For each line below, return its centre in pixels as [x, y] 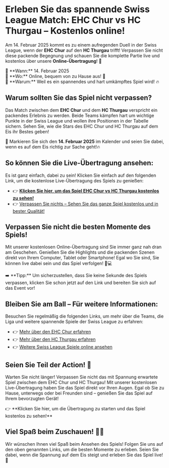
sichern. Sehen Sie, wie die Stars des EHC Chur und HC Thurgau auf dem [82, 126]
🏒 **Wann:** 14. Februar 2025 [37, 71]
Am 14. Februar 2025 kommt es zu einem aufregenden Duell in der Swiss [81, 45]
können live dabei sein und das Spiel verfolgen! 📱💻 [59, 263]
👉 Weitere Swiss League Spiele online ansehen [62, 347]
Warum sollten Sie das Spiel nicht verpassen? [79, 98]
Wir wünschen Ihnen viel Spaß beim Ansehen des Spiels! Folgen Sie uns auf [84, 444]
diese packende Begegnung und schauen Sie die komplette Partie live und [82, 55]
